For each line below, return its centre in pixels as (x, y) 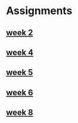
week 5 (20, 73)
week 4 (20, 52)
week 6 (20, 92)
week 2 (20, 33)
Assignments (39, 11)
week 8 (20, 113)
